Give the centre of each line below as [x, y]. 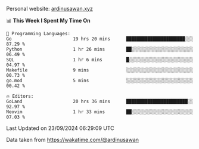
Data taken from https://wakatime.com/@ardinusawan [72, 140]
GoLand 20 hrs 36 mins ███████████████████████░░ [100, 101]
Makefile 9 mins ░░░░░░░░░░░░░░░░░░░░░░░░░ [100, 70]
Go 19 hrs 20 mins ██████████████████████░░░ [100, 39]
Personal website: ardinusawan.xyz [50, 9]
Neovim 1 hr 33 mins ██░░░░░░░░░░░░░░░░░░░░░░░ [100, 112]
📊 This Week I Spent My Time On [48, 21]
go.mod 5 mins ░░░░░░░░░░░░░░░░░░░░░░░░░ [100, 80]
